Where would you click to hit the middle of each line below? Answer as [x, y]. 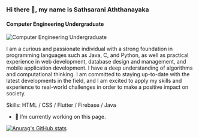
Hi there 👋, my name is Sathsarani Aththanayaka [78, 10]
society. [16, 94]
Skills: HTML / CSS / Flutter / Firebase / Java [61, 105]
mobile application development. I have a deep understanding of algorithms [99, 68]
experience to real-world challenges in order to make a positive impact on [97, 87]
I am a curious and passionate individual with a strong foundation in [90, 49]
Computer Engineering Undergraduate [55, 24]
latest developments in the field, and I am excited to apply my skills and [94, 81]
